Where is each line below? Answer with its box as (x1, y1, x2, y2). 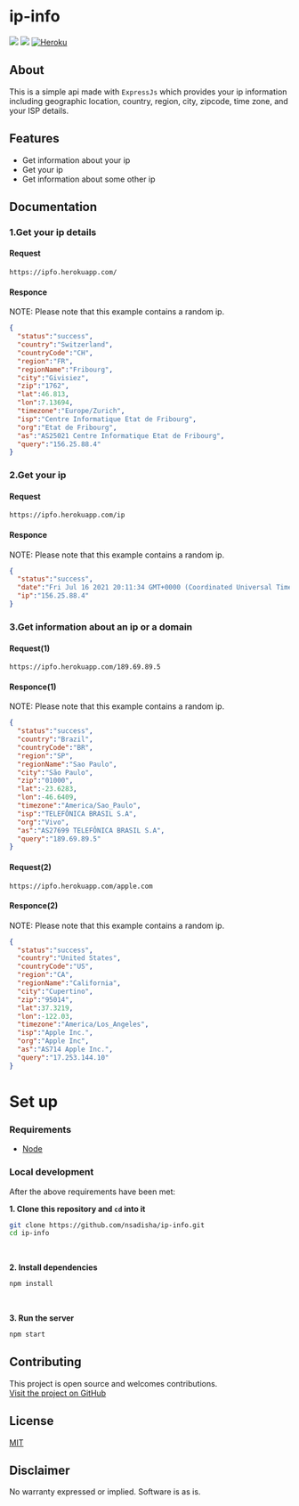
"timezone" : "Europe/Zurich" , (17, 407, 125, 416)
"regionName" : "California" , (17, 979, 122, 988)
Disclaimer (9, 1463, 70, 1478)
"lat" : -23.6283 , (17, 785, 77, 794)
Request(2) (9, 861, 52, 872)
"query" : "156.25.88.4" (17, 439, 101, 449)
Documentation (9, 199, 98, 215)
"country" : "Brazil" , (17, 735, 93, 745)
